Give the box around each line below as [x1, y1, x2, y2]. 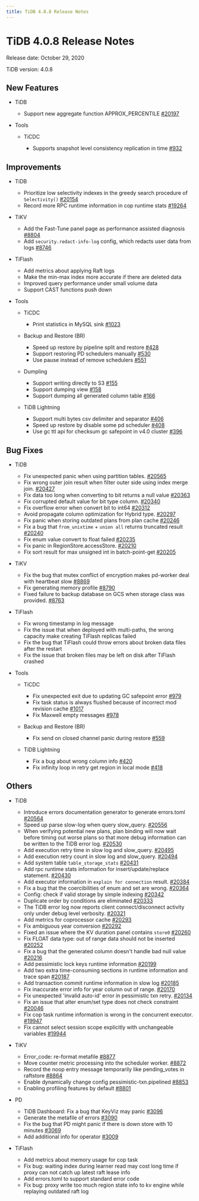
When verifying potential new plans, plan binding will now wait [23, 827, 176, 834]
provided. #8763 [23, 597, 65, 604]
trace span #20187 [23, 973, 70, 980]
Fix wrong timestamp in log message [23, 620, 114, 627]
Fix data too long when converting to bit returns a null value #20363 [23, 492, 191, 498]
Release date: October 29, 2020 [6, 54, 85, 61]
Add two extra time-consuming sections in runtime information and [23, 966, 188, 974]
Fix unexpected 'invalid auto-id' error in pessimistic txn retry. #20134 [23, 992, 193, 999]
